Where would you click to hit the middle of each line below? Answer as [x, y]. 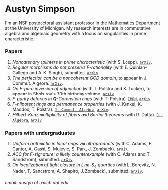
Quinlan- [138, 67]
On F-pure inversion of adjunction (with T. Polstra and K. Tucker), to [81, 89]
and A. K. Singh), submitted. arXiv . [64, 73]
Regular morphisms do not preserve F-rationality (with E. [70, 67]
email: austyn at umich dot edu [37, 182]
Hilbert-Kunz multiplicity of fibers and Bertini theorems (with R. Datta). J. [86, 115]
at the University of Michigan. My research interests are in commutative [78, 28]
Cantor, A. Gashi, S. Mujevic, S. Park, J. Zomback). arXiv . [70, 149]
